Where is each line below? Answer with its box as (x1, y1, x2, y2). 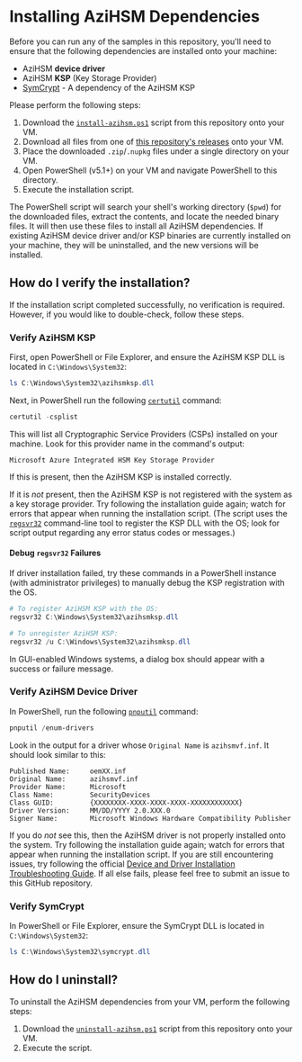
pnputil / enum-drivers (9, 723, 94, 733)
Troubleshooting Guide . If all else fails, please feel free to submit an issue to (9, 868, 290, 878)
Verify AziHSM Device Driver (9, 686, 138, 698)
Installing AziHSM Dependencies (9, 6, 261, 27)
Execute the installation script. (22, 184, 135, 194)
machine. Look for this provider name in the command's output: (9, 438, 245, 449)
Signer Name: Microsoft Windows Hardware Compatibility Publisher (9, 814, 292, 823)
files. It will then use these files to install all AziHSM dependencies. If (9, 220, 263, 231)
